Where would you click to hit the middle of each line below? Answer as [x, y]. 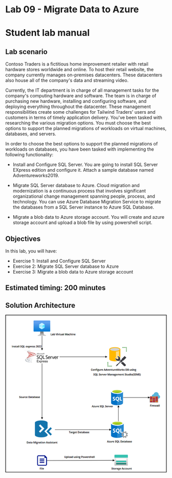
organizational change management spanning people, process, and [84, 196]
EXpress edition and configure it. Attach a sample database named [83, 170]
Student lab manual [48, 33]
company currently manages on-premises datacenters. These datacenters [84, 75]
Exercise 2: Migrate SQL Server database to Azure [66, 266]
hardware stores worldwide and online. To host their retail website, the [80, 70]
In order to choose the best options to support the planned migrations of [82, 144]
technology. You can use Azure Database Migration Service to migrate [87, 202]
